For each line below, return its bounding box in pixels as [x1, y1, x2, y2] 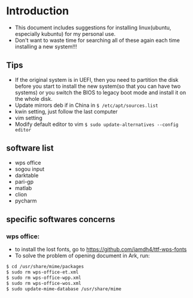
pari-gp [14, 178, 34, 185]
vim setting [14, 114, 43, 121]
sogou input [14, 165, 45, 173]
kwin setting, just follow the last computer [14, 107, 118, 115]
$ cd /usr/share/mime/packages [6, 264, 84, 270]
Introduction [6, 4, 69, 18]
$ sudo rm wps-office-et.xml [6, 269, 79, 275]
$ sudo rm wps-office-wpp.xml [6, 275, 82, 281]
